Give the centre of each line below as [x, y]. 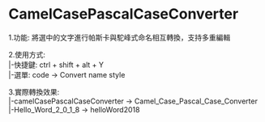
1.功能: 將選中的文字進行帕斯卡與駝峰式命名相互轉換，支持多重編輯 [120, 37]
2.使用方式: [27, 54]
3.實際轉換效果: [34, 92]
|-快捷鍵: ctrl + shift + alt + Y [56, 65]
